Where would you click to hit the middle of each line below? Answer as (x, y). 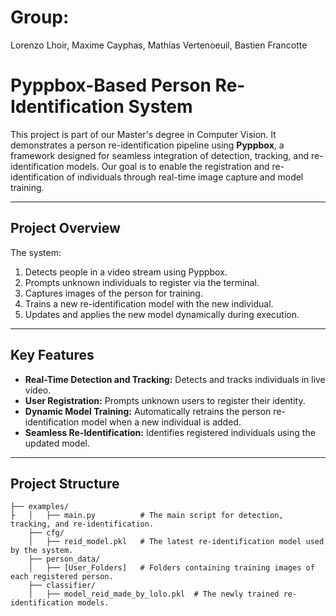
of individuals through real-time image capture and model (185, 177)
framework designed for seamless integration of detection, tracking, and (160, 155)
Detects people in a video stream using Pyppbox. (126, 272)
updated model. (57, 443)
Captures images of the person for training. (113, 293)
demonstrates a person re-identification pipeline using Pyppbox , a (147, 145)
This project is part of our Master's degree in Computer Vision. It (143, 134)
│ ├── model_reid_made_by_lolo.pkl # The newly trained (154, 594)
